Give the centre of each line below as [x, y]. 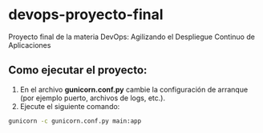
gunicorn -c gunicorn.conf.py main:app [75, 121]
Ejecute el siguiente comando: [70, 106]
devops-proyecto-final [86, 15]
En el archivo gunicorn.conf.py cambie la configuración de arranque [134, 89]
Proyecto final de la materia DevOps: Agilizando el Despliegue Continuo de [131, 37]
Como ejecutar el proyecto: [78, 70]
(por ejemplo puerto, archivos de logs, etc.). [93, 98]
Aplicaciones [30, 45]
